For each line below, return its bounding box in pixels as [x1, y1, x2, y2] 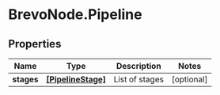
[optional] [171, 74, 208, 85]
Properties [8, 37, 62, 51]
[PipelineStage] [46, 74, 107, 85]
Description [116, 61, 161, 71]
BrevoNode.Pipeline [8, 6, 142, 24]
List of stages [113, 74, 165, 85]
